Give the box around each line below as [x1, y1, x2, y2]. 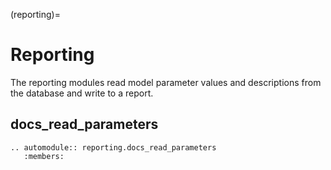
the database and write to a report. [10, 87, 154, 99]
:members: [23, 151, 65, 161]
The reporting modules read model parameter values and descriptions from [10, 76, 322, 88]
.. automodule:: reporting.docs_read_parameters [10, 142, 217, 153]
